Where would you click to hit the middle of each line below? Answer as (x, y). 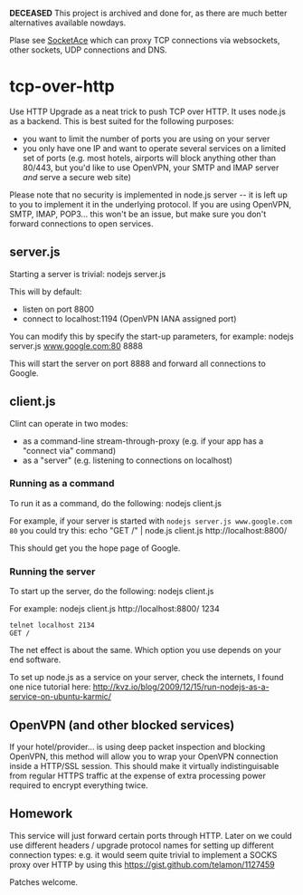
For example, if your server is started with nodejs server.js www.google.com (151, 521)
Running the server (52, 572)
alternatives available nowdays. (68, 23)
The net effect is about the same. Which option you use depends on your (146, 650)
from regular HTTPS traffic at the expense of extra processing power (138, 775)
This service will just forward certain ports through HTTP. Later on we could (151, 835)
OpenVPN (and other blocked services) (122, 725)
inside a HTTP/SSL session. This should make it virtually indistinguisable (144, 765)
